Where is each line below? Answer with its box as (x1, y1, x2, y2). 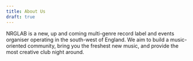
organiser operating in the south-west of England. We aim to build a (6, 36, 169, 43)
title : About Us (6, 8, 46, 15)
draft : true (6, 14, 35, 20)
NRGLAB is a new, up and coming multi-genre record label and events (6, 30, 174, 37)
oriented (6, 42, 26, 49)
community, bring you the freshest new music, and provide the (27, 42, 179, 49)
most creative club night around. (6, 48, 85, 55)
